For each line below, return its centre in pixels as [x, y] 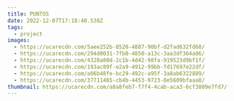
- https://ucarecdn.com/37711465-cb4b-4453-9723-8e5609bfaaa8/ [109, 80]
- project [28, 34]
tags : [15, 27]
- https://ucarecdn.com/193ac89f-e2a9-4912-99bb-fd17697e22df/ [109, 67]
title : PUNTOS [28, 14]
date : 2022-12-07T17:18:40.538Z [55, 21]
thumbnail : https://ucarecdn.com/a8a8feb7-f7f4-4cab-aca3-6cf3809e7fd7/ [117, 87]
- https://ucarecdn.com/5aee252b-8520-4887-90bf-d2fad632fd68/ [109, 47]
